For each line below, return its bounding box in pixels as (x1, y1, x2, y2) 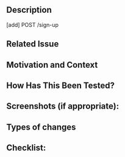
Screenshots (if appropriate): (6, 101, 120, 112)
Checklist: (6, 143, 46, 153)
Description (6, 5, 52, 15)
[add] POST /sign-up (6, 21, 59, 28)
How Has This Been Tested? (6, 80, 115, 90)
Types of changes (6, 122, 76, 132)
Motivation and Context (6, 59, 98, 70)
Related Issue (6, 39, 59, 49)
